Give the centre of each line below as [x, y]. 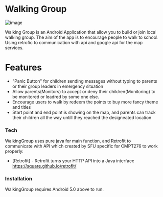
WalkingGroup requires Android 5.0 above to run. [54, 189]
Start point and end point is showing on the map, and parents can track [84, 112]
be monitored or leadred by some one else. [56, 97]
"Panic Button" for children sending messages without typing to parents [85, 81]
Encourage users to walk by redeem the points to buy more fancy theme [85, 102]
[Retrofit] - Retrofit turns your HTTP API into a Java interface [73, 161]
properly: [14, 151]
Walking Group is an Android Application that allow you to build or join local [81, 32]
